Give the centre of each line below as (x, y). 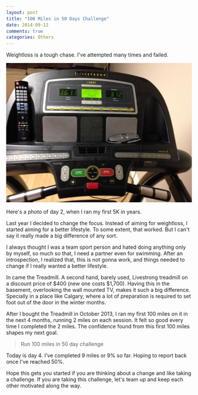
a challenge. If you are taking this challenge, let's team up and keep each (95, 380)
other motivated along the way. (44, 386)
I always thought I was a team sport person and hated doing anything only (96, 247)
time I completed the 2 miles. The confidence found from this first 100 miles (98, 327)
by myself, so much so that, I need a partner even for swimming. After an (95, 254)
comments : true (25, 31)
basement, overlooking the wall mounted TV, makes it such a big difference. (98, 290)
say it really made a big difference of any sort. (62, 236)
